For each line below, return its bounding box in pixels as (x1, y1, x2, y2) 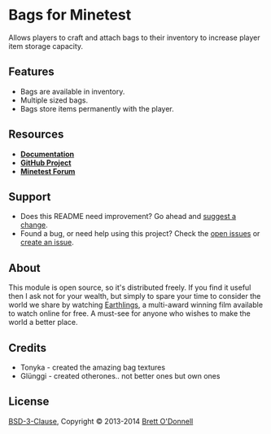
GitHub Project (20, 157, 72, 168)
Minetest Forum (20, 166, 76, 176)
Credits (8, 340, 47, 355)
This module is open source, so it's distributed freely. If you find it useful (8, 283, 251, 292)
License (8, 395, 50, 409)
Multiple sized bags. (20, 95, 88, 105)
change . (20, 220, 49, 230)
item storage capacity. (8, 41, 84, 50)
